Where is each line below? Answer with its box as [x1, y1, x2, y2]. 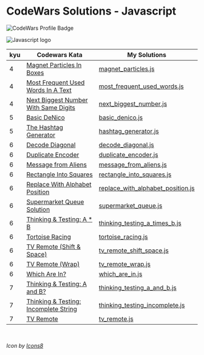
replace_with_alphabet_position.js [98, 184, 195, 192]
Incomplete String [26, 305, 78, 313]
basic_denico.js [98, 113, 143, 122]
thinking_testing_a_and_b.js [98, 283, 177, 292]
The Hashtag [26, 123, 64, 131]
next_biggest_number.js [98, 99, 168, 108]
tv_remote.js [98, 314, 134, 323]
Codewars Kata [36, 50, 83, 59]
